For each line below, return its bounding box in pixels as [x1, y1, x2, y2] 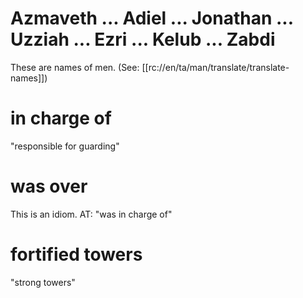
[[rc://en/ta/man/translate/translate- [141, 61, 290, 73]
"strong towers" [10, 276, 76, 288]
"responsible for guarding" [10, 140, 120, 152]
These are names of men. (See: [10, 61, 140, 73]
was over [10, 175, 88, 198]
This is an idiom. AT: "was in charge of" [10, 208, 173, 220]
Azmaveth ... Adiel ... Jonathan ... [10, 7, 294, 30]
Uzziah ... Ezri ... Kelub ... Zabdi [10, 28, 276, 51]
